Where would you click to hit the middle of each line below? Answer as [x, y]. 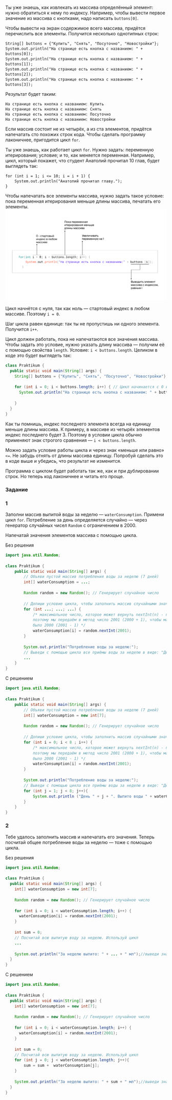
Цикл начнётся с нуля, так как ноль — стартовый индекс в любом [78, 308]
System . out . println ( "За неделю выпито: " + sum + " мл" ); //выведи [87, 1082]
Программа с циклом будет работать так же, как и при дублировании [82, 471]
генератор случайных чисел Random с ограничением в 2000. [71, 525]
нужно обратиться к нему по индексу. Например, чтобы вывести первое [85, 13]
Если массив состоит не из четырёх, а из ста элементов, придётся [79, 129]
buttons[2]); [19, 74]
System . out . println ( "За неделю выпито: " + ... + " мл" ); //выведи [87, 954]
